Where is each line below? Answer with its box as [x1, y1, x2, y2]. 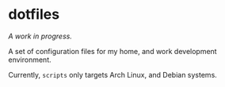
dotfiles [8, 5, 60, 24]
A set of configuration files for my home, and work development [8, 46, 217, 56]
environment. [8, 55, 51, 64]
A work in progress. [8, 31, 73, 41]
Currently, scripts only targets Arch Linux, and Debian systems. [8, 70, 218, 79]
